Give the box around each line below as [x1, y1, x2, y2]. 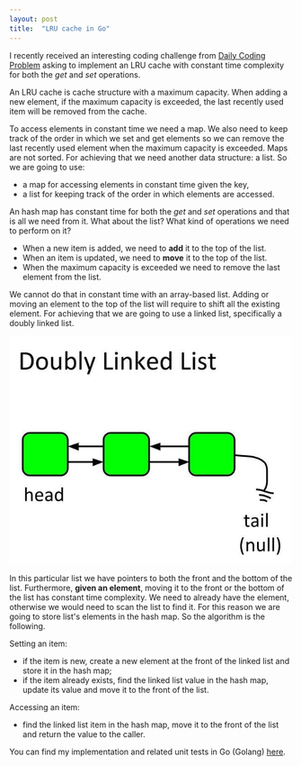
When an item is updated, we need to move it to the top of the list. [22, 252, 268, 263]
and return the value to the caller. [22, 729, 146, 740]
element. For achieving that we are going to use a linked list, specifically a [9, 307, 283, 319]
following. [9, 621, 46, 632]
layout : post [9, 14, 58, 23]
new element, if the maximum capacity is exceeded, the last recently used [9, 96, 285, 107]
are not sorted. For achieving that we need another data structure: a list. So [9, 151, 288, 162]
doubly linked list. [9, 317, 75, 328]
